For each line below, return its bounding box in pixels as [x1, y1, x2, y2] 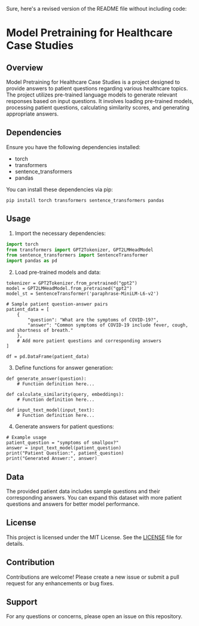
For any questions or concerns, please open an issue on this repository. [6, 613, 183, 620]
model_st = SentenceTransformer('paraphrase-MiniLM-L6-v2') [6, 291, 160, 297]
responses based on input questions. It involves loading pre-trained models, [6, 98, 194, 104]
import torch [6, 241, 39, 247]
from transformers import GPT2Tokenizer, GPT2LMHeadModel [6, 247, 154, 253]
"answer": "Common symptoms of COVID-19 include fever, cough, [27, 322, 188, 328]
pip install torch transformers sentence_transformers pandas [6, 197, 164, 203]
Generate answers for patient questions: [14, 423, 115, 430]
